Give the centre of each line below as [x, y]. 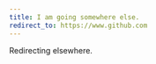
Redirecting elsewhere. [51, 50]
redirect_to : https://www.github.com [78, 25]
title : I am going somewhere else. [74, 17]
